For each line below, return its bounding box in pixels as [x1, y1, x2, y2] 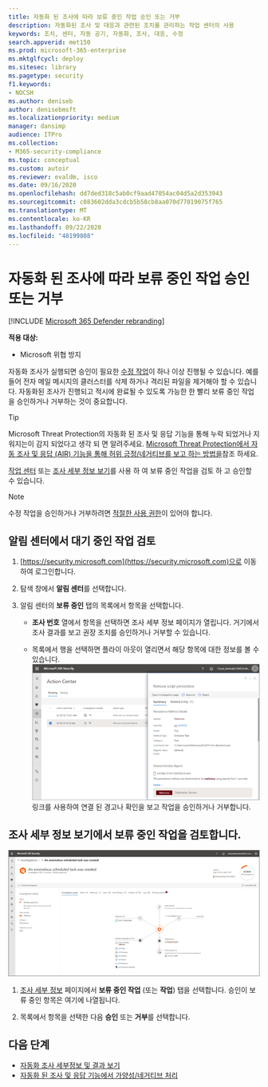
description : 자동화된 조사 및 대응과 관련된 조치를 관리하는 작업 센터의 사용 [8, 21, 235, 30]
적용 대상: [8, 333, 38, 342]
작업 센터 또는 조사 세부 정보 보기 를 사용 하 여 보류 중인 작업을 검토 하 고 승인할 [8, 466, 253, 476]
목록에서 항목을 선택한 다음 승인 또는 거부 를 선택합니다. [19, 1012, 191, 1022]
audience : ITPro [8, 131, 62, 139]
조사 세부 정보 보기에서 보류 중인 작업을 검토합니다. [8, 828, 242, 841]
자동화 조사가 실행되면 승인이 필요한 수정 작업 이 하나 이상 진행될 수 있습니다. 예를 [8, 367, 259, 377]
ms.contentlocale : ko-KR [8, 215, 91, 223]
